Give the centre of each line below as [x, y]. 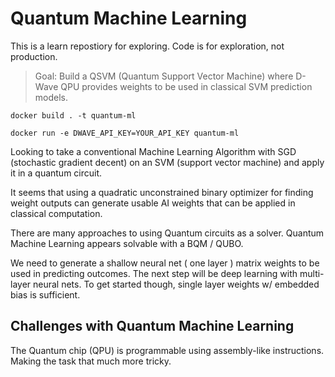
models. [51, 97]
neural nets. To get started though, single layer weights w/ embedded [176, 284]
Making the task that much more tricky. [91, 361]
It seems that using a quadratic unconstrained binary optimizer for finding [162, 192]
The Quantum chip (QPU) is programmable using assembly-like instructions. [167, 350]
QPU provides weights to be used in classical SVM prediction [186, 86]
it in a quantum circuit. [56, 173]
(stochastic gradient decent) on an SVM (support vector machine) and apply [167, 162]
